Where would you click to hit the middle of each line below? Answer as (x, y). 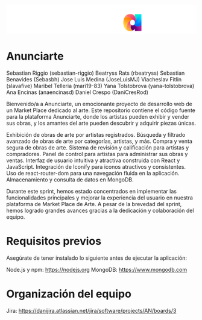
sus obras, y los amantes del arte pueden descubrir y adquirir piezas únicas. (101, 123)
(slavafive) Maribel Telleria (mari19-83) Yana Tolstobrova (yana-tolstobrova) (100, 86)
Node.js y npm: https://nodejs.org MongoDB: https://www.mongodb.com (97, 269)
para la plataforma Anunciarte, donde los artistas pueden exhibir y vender (98, 116)
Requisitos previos (54, 241)
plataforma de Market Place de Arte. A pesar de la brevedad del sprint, (94, 204)
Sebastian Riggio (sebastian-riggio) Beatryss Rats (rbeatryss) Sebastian (96, 73)
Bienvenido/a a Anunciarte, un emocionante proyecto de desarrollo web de (99, 104)
